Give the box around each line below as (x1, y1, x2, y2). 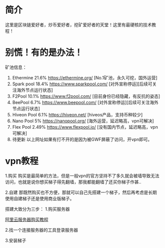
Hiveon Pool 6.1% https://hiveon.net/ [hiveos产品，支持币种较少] (12, 111, 143, 117)
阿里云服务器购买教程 (5, 216, 48, 222)
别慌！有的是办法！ (5, 47, 83, 58)
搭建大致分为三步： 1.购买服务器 (5, 206, 70, 212)
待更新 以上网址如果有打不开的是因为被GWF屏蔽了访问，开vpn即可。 (12, 136, 152, 142)
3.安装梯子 (5, 237, 27, 243)
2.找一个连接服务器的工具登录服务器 (5, 227, 78, 233)
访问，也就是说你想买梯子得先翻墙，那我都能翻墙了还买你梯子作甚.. (5, 178, 142, 185)
